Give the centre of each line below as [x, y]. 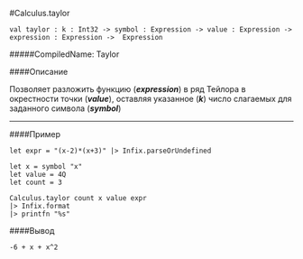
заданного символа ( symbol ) [65, 108]
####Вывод [32, 231]
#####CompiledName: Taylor [64, 54]
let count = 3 [36, 182]
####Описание [39, 72]
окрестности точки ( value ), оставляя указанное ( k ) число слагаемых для [151, 99]
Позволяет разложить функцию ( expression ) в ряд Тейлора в [128, 89]
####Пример [35, 134]
